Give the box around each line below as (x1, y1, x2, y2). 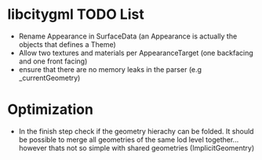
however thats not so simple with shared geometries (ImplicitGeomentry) (18, 143, 255, 152)
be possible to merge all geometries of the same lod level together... (18, 135, 239, 144)
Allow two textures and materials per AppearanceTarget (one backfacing (18, 48, 254, 57)
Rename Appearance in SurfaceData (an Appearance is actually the (18, 31, 238, 41)
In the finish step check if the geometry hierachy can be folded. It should (18, 126, 254, 136)
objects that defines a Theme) (18, 39, 117, 49)
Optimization (7, 100, 93, 118)
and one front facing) (18, 56, 88, 66)
